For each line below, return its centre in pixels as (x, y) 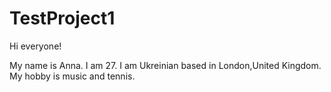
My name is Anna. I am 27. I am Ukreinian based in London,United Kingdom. (165, 65)
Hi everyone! (35, 46)
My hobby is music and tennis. (72, 76)
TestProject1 (62, 18)
